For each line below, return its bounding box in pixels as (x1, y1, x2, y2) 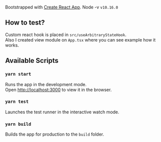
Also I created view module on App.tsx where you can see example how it (5, 37, 156, 43)
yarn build (5, 121, 31, 127)
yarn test (5, 99, 29, 104)
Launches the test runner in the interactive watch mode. (5, 109, 120, 115)
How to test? (5, 18, 45, 27)
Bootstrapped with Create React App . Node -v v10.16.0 (5, 4, 118, 10)
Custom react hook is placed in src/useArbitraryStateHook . (5, 32, 127, 38)
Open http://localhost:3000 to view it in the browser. (5, 87, 112, 93)
